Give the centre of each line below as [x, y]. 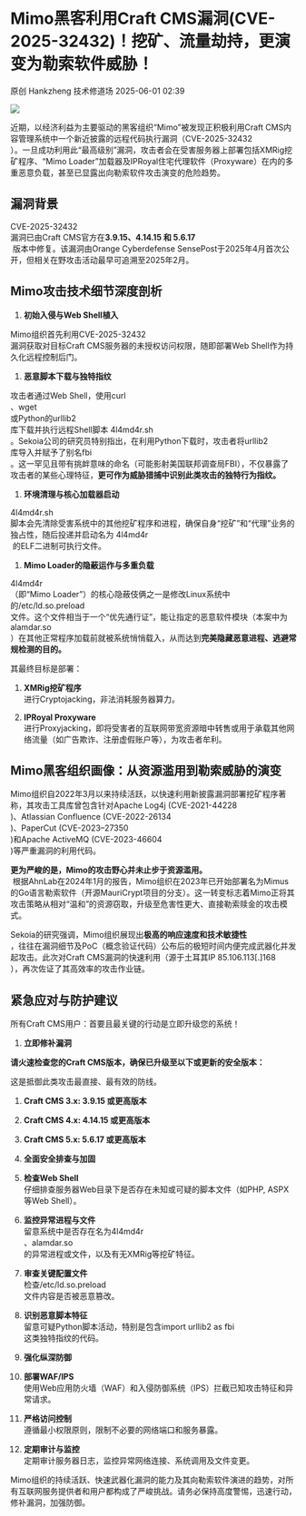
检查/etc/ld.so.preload [65, 1285]
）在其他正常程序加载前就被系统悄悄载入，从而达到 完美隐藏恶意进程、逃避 [149, 637]
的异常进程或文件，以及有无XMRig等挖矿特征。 [111, 1255]
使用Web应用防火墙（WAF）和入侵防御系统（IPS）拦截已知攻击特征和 [154, 1388]
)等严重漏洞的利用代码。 [56, 851]
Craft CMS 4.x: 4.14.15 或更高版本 [87, 1120]
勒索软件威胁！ [98, 64]
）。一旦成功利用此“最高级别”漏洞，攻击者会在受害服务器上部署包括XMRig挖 [152, 150]
